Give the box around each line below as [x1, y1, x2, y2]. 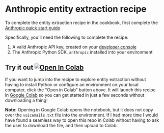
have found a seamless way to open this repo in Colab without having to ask [5, 117, 160, 123]
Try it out [5, 63, 33, 72]
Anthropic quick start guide [5, 25, 60, 30]
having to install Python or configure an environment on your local [5, 81, 139, 87]
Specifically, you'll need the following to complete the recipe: [5, 34, 129, 40]
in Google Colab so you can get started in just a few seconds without [5, 92, 145, 98]
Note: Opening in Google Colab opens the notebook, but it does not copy [5, 106, 153, 112]
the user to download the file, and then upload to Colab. [5, 122, 118, 128]
